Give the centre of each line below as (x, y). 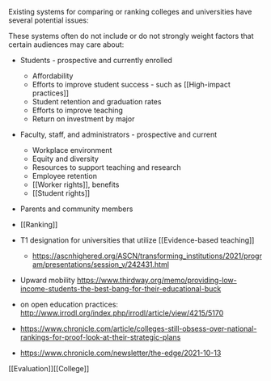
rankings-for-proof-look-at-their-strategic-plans (100, 337)
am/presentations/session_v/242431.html (101, 265)
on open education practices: (69, 304)
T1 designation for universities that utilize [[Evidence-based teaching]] (137, 240)
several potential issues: (49, 20)
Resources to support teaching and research (106, 167)
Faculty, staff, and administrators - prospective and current (118, 134)
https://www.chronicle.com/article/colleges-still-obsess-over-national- (138, 328)
